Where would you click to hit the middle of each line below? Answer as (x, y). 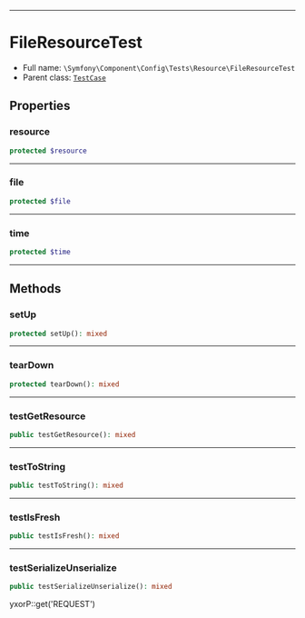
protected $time (40, 252)
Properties (40, 106)
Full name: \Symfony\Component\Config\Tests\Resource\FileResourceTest (159, 67)
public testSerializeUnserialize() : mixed (91, 587)
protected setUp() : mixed (58, 334)
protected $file (40, 201)
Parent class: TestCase (64, 77)
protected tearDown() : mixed (64, 384)
